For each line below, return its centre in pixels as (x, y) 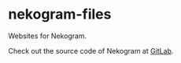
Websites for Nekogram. (48, 36)
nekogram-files (60, 14)
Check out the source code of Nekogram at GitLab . (91, 51)
